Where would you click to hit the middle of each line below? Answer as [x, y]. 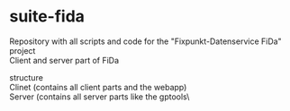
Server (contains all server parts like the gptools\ [100, 97]
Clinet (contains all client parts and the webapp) [98, 87]
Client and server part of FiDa [64, 60]
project [23, 50]
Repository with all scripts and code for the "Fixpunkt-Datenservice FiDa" [145, 41]
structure [26, 77]
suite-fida [47, 17]
